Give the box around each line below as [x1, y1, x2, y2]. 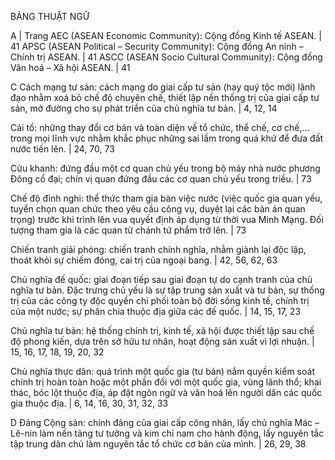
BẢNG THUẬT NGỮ [10, 11, 90, 22]
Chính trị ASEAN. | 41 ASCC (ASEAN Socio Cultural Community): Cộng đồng [10, 51, 323, 63]
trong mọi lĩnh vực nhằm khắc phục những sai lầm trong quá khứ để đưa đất [10, 132, 324, 144]
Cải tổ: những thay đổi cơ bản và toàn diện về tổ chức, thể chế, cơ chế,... [10, 122, 310, 133]
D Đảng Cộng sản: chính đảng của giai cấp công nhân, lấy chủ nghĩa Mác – [10, 417, 320, 428]
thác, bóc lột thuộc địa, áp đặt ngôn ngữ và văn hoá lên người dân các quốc [10, 387, 323, 398]
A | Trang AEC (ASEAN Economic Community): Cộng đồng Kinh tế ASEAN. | [10, 30, 322, 41]
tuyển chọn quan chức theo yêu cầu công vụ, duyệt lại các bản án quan [10, 203, 306, 215]
